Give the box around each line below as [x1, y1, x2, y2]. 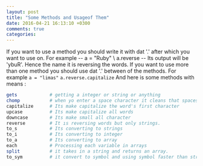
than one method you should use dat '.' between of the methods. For [6, 67, 176, 75]
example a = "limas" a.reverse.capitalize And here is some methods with [6, 74, 195, 81]
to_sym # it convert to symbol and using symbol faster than [6, 154, 188, 160]
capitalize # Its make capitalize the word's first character [6, 103, 180, 109]
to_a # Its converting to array [6, 137, 118, 143]
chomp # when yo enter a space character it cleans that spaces [6, 98, 199, 104]
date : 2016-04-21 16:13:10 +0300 [6, 20, 91, 26]
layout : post [6, 8, 39, 15]
